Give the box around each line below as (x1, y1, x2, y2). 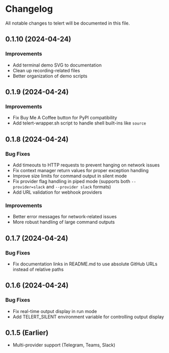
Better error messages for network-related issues (12, 214, 117, 220)
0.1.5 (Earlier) (5, 328, 49, 337)
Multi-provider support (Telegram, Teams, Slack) (12, 342, 116, 348)
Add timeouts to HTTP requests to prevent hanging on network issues (12, 162, 160, 168)
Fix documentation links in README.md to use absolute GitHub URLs (12, 261, 158, 267)
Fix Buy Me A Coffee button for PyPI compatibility (12, 115, 117, 121)
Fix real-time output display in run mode (12, 308, 97, 314)
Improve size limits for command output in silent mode (12, 173, 127, 179)
